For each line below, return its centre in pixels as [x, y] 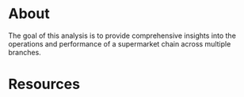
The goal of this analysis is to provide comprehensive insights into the [122, 35]
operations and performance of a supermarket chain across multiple [120, 43]
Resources [44, 84]
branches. [25, 52]
